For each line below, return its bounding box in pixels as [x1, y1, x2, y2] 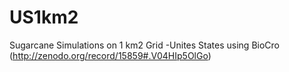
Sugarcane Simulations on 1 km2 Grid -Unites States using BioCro [9, 39, 280, 51]
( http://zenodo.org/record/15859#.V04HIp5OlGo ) [9, 49, 212, 61]
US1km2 [9, 6, 79, 29]
